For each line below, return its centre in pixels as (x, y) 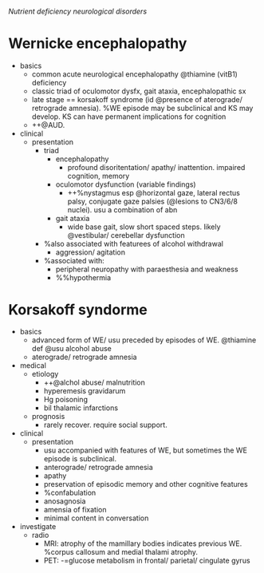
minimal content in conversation (96, 518)
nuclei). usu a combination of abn (122, 209)
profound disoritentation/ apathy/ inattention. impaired (156, 167)
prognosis (48, 417)
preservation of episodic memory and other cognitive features (146, 484)
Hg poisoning (65, 400)
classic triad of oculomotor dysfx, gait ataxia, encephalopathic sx (139, 91)
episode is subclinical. (80, 459)
